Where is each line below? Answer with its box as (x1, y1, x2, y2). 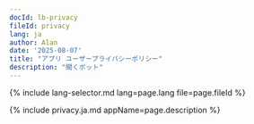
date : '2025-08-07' (9, 46, 83, 55)
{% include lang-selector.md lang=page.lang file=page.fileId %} (9, 87, 246, 98)
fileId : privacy (9, 21, 70, 30)
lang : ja (9, 29, 42, 38)
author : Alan (9, 37, 58, 47)
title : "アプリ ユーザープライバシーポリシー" (9, 54, 163, 63)
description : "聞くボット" (9, 63, 103, 72)
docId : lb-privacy (9, 12, 78, 22)
